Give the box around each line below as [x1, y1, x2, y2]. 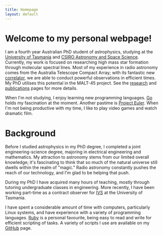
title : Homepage [5, 7, 38, 12]
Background [5, 128, 56, 139]
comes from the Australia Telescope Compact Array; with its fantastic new [5, 70, 155, 76]
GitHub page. [5, 225, 32, 231]
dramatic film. [5, 111, 33, 117]
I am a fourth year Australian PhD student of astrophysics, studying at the [5, 49, 153, 55]
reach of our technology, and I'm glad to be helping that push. [5, 170, 130, 176]
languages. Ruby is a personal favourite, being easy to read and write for [5, 215, 152, 221]
